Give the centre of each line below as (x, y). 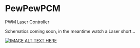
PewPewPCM (33, 8)
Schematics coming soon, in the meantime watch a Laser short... (70, 31)
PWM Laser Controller (27, 22)
